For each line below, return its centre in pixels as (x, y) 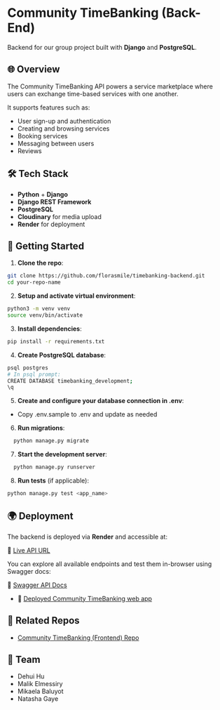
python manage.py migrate (51, 441)
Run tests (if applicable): (53, 480)
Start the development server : (62, 454)
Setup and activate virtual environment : (76, 296)
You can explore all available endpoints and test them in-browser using (110, 564)
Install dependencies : (49, 329)
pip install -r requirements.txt (56, 341)
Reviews (29, 151)
